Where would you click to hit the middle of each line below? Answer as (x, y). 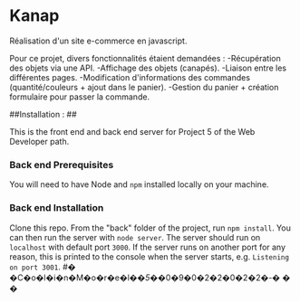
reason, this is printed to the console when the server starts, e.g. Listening (150, 256)
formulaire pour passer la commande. (80, 97)
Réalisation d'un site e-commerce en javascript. (98, 41)
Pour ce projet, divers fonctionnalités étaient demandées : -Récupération (145, 58)
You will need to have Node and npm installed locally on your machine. (139, 184)
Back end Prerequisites (62, 165)
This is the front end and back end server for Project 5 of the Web (132, 131)
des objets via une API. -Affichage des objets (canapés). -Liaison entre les (148, 68)
